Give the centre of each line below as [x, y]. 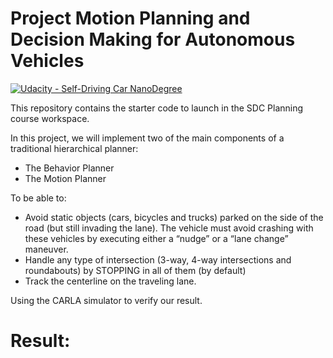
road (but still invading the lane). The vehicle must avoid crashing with [169, 228]
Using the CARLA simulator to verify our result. [106, 300]
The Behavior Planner [69, 168]
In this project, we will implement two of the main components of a [147, 138]
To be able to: [38, 198]
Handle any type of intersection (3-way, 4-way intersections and [158, 259]
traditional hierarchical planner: [74, 148]
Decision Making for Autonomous [153, 39]
